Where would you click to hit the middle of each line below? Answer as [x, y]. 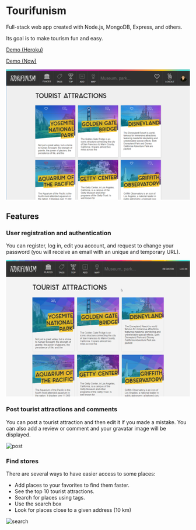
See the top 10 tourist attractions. [54, 491]
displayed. [18, 435]
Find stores [22, 461]
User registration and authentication [59, 233]
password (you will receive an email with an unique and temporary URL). [93, 252]
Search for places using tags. [50, 498]
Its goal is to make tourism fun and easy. [55, 38]
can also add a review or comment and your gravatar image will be [86, 428]
